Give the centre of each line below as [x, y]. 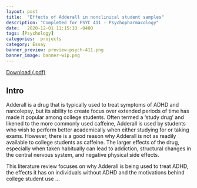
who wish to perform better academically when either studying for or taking [98, 130]
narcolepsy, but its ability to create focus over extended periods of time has [98, 111]
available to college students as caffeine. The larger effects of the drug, [93, 143]
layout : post [22, 11]
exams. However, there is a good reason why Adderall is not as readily [91, 136]
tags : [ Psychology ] [30, 34]
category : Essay [26, 45]
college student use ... [33, 179]
